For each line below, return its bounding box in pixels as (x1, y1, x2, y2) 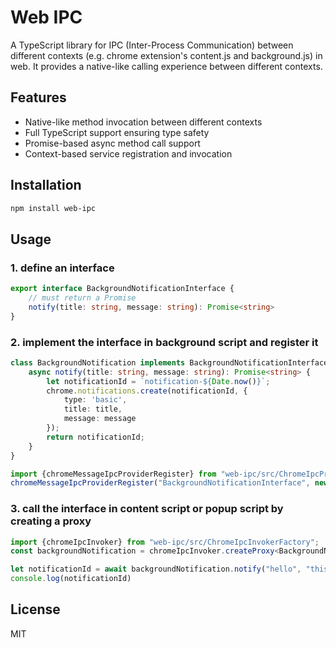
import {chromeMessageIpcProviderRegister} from (10, 469, 217, 479)
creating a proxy (10, 514, 92, 528)
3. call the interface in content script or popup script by (10, 502, 284, 516)
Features (10, 89, 67, 106)
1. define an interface (10, 261, 115, 275)
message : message (63, 414, 137, 424)
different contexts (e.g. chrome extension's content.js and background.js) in (10, 49, 323, 61)
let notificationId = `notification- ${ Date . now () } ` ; (46, 376, 271, 386)
